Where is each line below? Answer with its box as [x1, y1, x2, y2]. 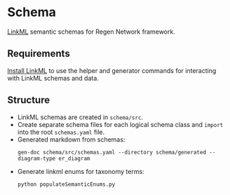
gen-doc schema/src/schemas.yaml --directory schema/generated [17, 149, 207, 156]
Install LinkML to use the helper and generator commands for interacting [7, 66, 217, 74]
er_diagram [58, 155, 90, 162]
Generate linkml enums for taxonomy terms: [17, 167, 145, 175]
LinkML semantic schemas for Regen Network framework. [7, 27, 175, 36]
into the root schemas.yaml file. [17, 128, 105, 136]
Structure [7, 94, 50, 106]
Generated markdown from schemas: [17, 135, 126, 144]
